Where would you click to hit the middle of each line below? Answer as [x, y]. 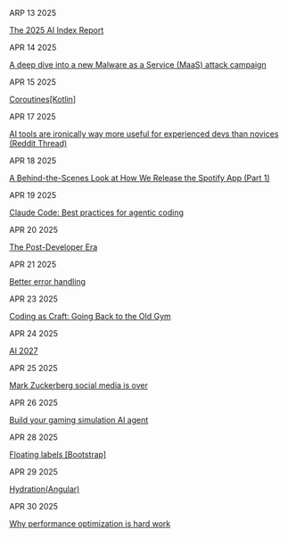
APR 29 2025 [33, 472]
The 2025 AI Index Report [57, 30]
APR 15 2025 [33, 82]
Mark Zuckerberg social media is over [79, 385]
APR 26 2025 [33, 402]
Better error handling [48, 281]
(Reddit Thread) [38, 143]
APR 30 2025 [34, 506]
